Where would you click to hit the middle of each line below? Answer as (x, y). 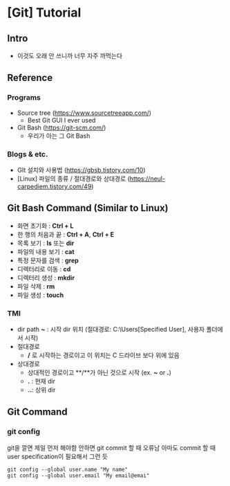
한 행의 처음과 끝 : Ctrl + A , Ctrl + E (66, 234)
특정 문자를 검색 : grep (48, 260)
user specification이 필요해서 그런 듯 (58, 456)
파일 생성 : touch (40, 295)
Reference (30, 78)
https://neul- (147, 179)
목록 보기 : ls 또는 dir (46, 243)
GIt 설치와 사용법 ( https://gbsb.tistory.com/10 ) (81, 170)
